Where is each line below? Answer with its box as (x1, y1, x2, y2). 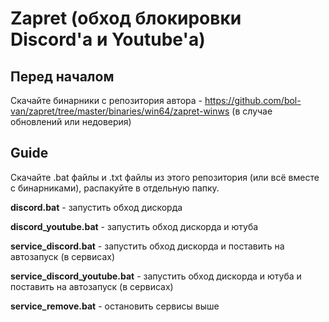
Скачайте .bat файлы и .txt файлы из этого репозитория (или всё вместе (10, 171, 320, 183)
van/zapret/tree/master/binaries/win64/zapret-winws (10, 105, 230, 117)
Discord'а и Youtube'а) (10, 28, 206, 51)
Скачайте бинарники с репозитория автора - (10, 95, 203, 106)
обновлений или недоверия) (10, 116, 132, 127)
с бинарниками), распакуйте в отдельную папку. (10, 182, 220, 194)
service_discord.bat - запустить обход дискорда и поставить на (10, 240, 285, 252)
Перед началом (10, 68, 115, 85)
